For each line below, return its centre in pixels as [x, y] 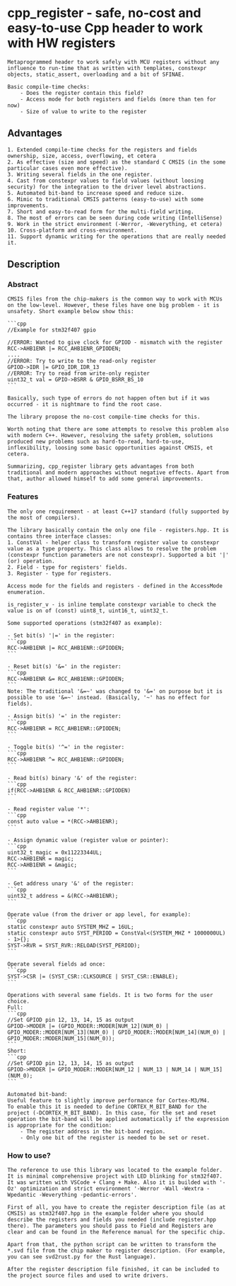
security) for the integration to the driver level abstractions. [107, 187]
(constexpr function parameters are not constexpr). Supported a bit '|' [118, 555]
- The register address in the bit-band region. [93, 1132]
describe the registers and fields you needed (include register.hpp [112, 1220]
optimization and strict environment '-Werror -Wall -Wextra [112, 1189]
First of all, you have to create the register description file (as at [117, 1207]
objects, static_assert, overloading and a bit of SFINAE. [96, 74]
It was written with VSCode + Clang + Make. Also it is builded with [112, 1183]
